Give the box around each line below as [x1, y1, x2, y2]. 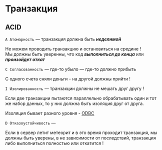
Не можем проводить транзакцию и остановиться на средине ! [5, 46, 141, 51]
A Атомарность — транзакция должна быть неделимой [5, 36, 121, 42]
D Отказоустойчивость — [5, 120, 56, 125]
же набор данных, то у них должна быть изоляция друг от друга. [5, 100, 144, 106]
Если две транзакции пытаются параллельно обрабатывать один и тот [5, 95, 156, 101]
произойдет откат [5, 56, 45, 62]
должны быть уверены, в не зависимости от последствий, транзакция [5, 135, 156, 140]
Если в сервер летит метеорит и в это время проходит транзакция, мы [5, 129, 157, 135]
